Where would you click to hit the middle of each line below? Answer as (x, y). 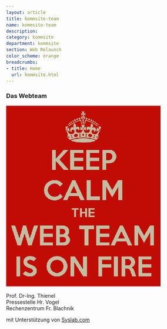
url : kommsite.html (35, 75)
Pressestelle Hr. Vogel (33, 302)
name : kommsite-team (31, 25)
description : (22, 31)
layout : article (26, 12)
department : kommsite (33, 44)
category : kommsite (30, 37)
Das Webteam (26, 96)
